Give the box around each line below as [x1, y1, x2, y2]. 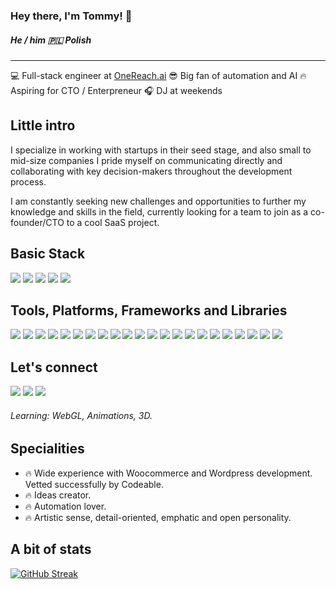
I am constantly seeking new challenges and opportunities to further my [10, 195, 307, 207]
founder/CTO [10, 216, 65, 228]
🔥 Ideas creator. [24, 489, 92, 501]
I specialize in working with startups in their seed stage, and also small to [10, 144, 312, 156]
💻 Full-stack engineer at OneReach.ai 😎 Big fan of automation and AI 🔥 [10, 69, 307, 81]
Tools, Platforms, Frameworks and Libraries [10, 302, 288, 319]
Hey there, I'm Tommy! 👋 [10, 9, 133, 23]
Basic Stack [10, 245, 86, 263]
